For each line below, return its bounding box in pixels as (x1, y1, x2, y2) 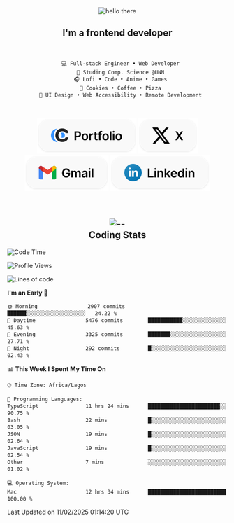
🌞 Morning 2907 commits (7, 302, 126, 310)
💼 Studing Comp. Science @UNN (76, 69, 165, 76)
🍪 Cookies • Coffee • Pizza (80, 84, 162, 92)
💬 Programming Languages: (7, 396, 82, 403)
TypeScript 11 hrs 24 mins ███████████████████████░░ (7, 403, 227, 410)
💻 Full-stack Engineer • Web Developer (61, 60, 180, 67)
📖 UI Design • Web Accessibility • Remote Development (39, 91, 203, 99)
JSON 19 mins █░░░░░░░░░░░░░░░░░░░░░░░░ (7, 431, 227, 438)
